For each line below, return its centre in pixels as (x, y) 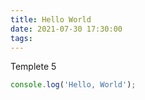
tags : (21, 38)
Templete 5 (33, 67)
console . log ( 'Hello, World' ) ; (73, 85)
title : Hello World (51, 19)
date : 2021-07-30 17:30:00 (66, 29)
